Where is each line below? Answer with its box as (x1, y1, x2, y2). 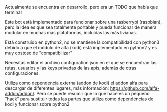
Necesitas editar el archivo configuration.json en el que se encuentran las (5, 60, 157, 65)
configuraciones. (5, 70, 40, 76)
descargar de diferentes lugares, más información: (5, 85, 109, 91)
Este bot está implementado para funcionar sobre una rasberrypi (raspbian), (5, 19, 162, 25)
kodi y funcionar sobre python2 (5, 101, 70, 107)
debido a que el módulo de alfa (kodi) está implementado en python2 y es (5, 45, 157, 50)
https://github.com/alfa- (110, 85, 160, 91)
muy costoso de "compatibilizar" (5, 50, 73, 56)
